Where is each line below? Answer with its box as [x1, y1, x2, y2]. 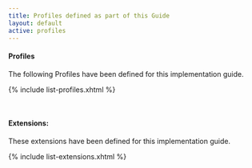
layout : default [8, 19, 62, 27]
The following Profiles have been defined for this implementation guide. [8, 69, 244, 78]
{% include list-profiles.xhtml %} [8, 85, 116, 94]
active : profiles [8, 26, 66, 34]
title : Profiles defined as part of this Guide [8, 11, 170, 20]
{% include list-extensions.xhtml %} [8, 151, 126, 161]
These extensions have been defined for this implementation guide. [8, 136, 230, 146]
